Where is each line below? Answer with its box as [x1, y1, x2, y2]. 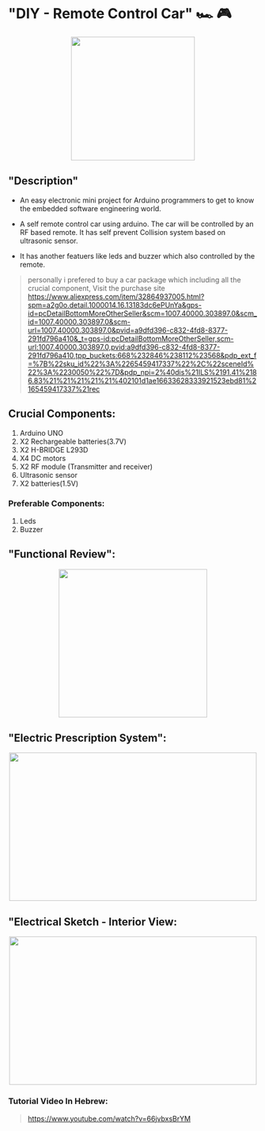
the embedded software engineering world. [19, 203, 162, 213]
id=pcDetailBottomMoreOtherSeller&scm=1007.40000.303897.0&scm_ [27, 308, 257, 318]
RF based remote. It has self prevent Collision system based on [19, 227, 226, 236]
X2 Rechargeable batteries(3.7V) [19, 437, 127, 446]
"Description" [8, 174, 79, 188]
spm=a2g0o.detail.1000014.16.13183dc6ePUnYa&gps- [27, 300, 202, 309]
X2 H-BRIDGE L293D [19, 444, 89, 454]
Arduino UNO [19, 428, 64, 437]
